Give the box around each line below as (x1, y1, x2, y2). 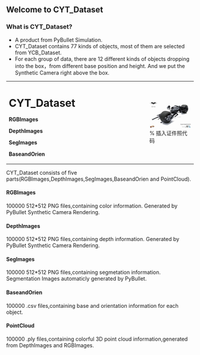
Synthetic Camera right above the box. (14, 69, 110, 76)
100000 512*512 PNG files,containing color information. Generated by (6, 202, 178, 209)
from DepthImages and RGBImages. (6, 341, 94, 348)
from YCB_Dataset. (14, 49, 62, 56)
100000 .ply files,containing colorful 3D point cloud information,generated (6, 335, 188, 342)
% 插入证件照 (149, 129, 183, 137)
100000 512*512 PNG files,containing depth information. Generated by (6, 236, 180, 243)
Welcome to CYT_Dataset (6, 5, 104, 15)
